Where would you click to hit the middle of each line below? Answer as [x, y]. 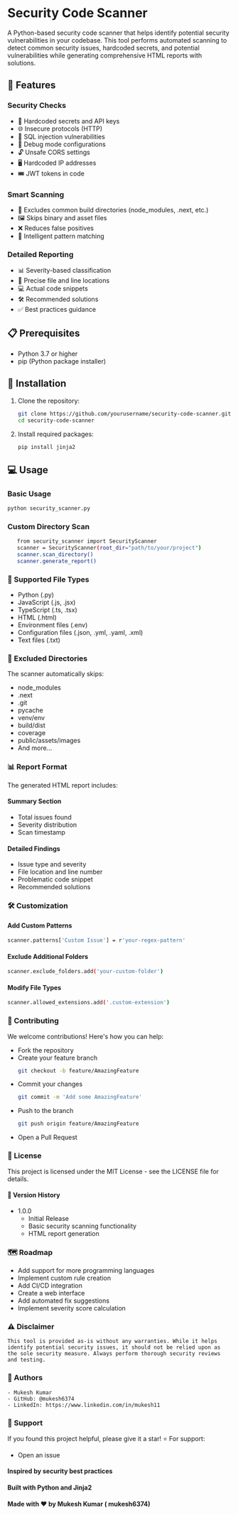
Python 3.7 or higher [48, 354]
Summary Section [34, 801]
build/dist [31, 725]
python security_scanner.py [49, 509]
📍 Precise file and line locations [64, 281]
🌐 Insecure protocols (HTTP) [60, 129]
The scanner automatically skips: [56, 674]
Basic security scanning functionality [82, 1226]
